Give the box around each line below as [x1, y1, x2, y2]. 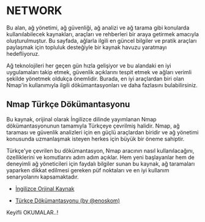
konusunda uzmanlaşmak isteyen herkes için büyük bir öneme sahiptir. [6, 135, 185, 142]
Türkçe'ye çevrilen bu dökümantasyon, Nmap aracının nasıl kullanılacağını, [6, 147, 195, 154]
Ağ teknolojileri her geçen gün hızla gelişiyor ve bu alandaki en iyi [6, 62, 171, 69]
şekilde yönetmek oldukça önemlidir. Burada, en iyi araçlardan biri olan [6, 75, 185, 82]
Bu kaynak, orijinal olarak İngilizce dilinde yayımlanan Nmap [6, 115, 157, 123]
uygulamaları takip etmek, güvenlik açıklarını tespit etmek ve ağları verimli [6, 68, 192, 75]
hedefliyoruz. [6, 50, 40, 57]
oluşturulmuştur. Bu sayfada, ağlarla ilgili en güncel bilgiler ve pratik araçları [6, 37, 197, 44]
